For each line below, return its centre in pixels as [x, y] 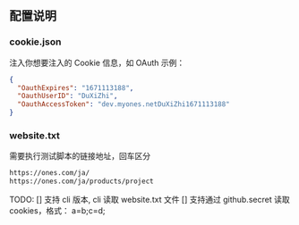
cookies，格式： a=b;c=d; [57, 211]
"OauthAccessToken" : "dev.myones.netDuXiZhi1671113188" [124, 104]
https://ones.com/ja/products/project [81, 181]
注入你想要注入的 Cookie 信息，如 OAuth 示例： [97, 62]
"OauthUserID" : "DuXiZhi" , [68, 96]
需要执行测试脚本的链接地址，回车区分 [80, 156]
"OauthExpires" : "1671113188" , [76, 87]
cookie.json [35, 42]
